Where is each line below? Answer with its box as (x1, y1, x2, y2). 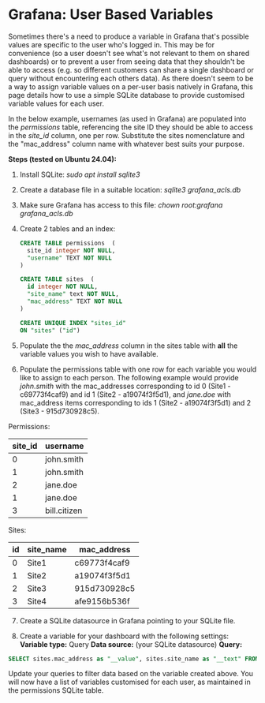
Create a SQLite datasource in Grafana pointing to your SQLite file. (19, 615, 236, 625)
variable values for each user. (8, 99, 105, 108)
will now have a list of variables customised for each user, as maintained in (8, 677, 251, 687)
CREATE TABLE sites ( (19, 275, 95, 283)
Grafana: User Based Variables (8, 6, 214, 24)
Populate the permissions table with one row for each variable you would (19, 365, 257, 374)
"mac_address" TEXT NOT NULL (27, 297, 123, 305)
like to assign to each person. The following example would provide (19, 372, 239, 382)
